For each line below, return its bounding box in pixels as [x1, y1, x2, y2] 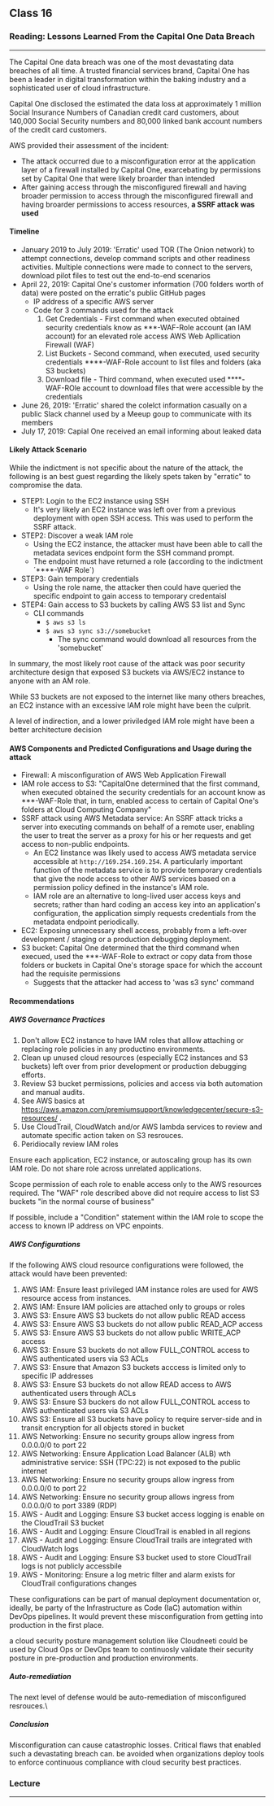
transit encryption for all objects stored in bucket [20, 1423, 185, 1433]
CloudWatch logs [20, 1543, 80, 1553]
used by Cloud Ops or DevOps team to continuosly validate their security [9, 1644, 254, 1654]
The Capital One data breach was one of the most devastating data [9, 57, 234, 67]
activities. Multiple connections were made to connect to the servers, [20, 262, 253, 272]
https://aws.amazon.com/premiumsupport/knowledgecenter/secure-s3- [20, 1104, 263, 1114]
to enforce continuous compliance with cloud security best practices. [9, 1757, 242, 1767]
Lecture [9, 1778, 41, 1789]
